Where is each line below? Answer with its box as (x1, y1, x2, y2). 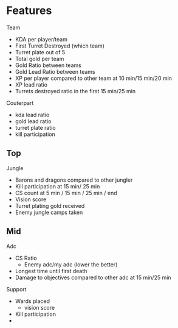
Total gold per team (15, 55, 64, 62)
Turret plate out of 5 (15, 48, 66, 55)
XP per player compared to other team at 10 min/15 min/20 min (15, 74, 172, 82)
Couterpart (6, 99, 34, 107)
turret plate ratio (15, 124, 56, 131)
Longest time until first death (15, 267, 87, 274)
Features (6, 4, 52, 18)
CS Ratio (15, 254, 38, 262)
